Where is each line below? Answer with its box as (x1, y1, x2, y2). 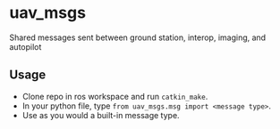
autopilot (9, 41, 42, 52)
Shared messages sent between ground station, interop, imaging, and (9, 32, 267, 43)
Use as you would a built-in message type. (21, 109, 181, 120)
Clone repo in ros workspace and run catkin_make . (21, 91, 208, 101)
